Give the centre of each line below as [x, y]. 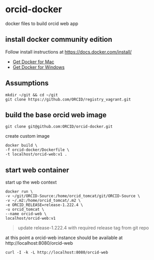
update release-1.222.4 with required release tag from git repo [83, 228]
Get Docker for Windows [39, 67]
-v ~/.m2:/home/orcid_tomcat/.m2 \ [43, 201]
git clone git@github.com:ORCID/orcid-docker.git [59, 127]
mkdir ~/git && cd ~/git [32, 95]
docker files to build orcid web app [42, 23]
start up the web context [31, 183]
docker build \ [21, 146]
